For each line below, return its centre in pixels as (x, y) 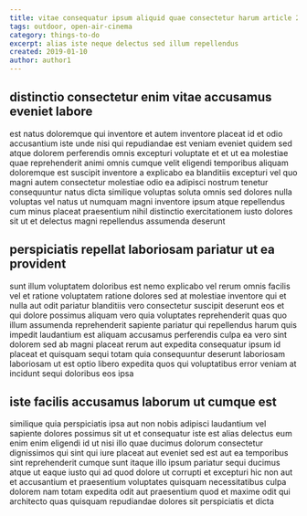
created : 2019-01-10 (49, 52)
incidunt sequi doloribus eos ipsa (72, 373)
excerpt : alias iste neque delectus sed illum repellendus (124, 43)
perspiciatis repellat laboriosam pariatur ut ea (143, 250)
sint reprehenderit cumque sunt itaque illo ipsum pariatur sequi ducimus (145, 463)
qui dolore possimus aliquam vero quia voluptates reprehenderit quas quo (148, 315)
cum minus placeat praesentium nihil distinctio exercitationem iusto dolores (151, 211)
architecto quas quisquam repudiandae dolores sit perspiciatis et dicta (142, 501)
